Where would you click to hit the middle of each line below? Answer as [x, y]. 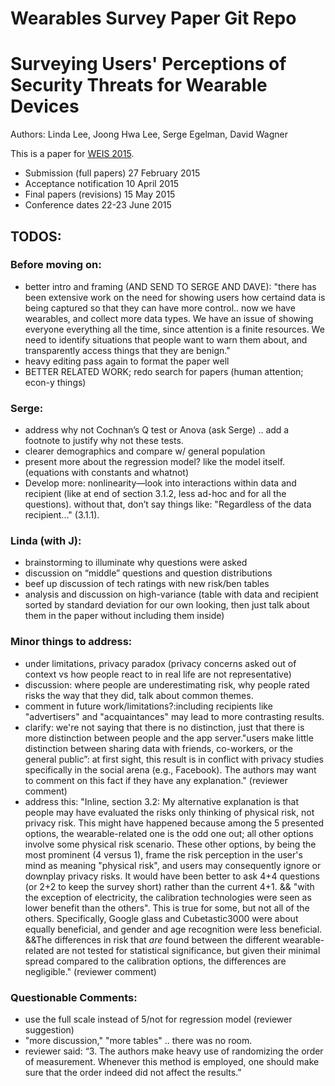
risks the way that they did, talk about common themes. [139, 695]
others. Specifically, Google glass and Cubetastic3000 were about [161, 918]
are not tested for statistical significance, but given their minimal [188, 950]
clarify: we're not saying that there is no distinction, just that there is [164, 727]
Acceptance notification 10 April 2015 [102, 184]
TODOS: [36, 236]
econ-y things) [55, 382]
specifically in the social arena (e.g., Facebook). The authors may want [170, 769]
